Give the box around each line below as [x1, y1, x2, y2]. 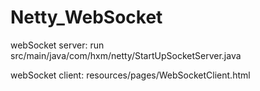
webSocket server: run [10, 39, 105, 51]
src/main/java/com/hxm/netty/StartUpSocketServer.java [10, 49, 242, 61]
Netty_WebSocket [10, 6, 163, 29]
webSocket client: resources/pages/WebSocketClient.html [10, 69, 251, 81]
